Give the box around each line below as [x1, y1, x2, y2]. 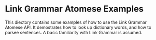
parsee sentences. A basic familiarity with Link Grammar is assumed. [5, 29, 142, 35]
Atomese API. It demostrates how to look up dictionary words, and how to [5, 24, 152, 30]
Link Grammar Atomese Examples [5, 3, 144, 14]
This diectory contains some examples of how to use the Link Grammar [5, 19, 147, 25]
